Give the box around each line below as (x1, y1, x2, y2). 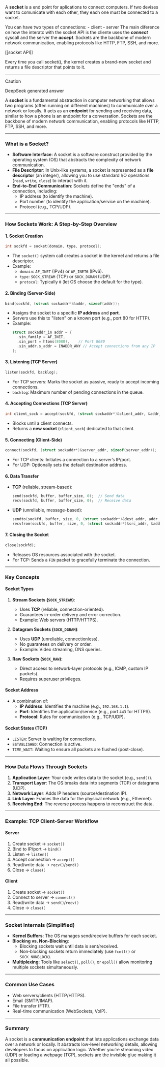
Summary (5, 1025, 29, 1032)
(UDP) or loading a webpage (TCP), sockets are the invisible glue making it (5, 1052, 156, 1058)
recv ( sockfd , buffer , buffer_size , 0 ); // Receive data (12, 498, 132, 503)
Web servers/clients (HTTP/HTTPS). (12, 992, 86, 998)
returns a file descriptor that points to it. (5, 64, 85, 70)
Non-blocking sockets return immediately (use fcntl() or (19, 948, 136, 954)
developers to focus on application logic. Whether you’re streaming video (5, 1046, 154, 1052)
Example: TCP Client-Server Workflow (5, 817, 99, 824)
